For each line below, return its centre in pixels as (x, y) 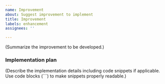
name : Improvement (24, 10)
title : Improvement (26, 19)
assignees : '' (20, 28)
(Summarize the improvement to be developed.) (55, 47)
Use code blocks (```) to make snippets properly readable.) (66, 76)
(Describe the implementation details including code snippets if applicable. (82, 71)
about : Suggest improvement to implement (49, 14)
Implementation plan (31, 60)
